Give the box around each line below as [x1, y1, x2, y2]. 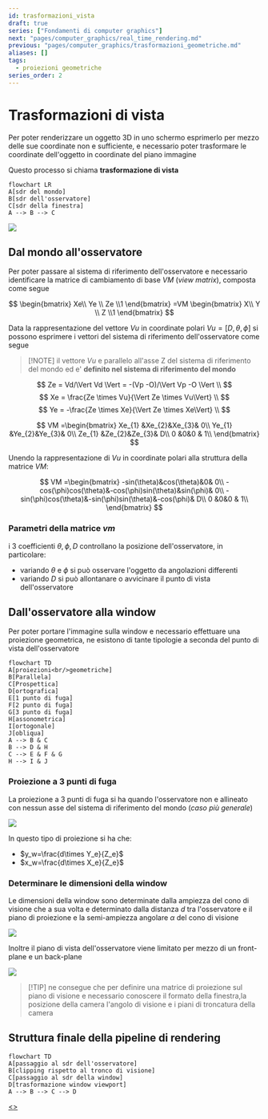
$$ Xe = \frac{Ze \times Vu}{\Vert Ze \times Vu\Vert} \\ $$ [38, 392, 230, 402]
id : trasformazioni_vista [8, 11, 94, 20]
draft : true [8, 19, 48, 27]
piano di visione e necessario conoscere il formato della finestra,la [27, 991, 247, 1001]
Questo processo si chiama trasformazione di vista [8, 165, 179, 175]
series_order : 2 [8, 71, 62, 79]
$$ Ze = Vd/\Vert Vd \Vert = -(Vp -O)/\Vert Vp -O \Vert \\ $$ [36, 380, 233, 390]
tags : [8, 57, 26, 65]
